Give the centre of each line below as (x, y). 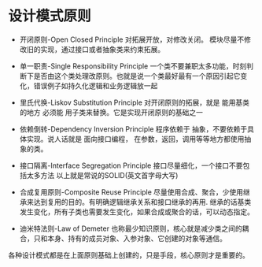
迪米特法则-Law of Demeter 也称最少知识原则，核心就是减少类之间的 (131, 228)
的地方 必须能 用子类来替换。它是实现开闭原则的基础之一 (111, 112)
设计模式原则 (50, 16)
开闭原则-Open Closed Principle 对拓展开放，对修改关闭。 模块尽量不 (132, 39)
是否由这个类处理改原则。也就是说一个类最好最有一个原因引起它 (137, 76)
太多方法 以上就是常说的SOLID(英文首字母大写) (102, 175)
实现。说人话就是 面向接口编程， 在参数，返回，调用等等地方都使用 (135, 139)
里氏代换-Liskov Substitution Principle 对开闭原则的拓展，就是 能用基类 (135, 102)
